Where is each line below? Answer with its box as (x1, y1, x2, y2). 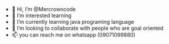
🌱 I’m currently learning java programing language (11, 18, 135, 25)
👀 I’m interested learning (11, 12, 72, 19)
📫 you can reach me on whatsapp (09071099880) (11, 32, 136, 38)
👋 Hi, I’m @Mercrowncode (11, 6, 76, 12)
